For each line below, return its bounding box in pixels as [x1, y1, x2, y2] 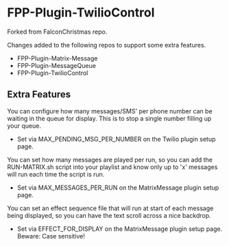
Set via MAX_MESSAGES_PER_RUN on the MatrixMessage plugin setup [16, 183, 219, 192]
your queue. [7, 122, 41, 130]
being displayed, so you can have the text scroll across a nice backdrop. [7, 211, 211, 219]
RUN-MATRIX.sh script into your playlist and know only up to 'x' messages [7, 163, 218, 171]
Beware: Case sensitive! [16, 232, 86, 240]
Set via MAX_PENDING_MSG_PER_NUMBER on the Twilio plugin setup [16, 135, 216, 143]
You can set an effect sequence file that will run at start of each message [7, 204, 214, 212]
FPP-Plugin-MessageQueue [16, 61, 96, 69]
